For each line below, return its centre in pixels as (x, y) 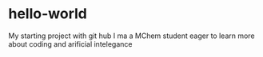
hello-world (48, 14)
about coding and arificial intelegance (70, 44)
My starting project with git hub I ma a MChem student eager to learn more (131, 36)
